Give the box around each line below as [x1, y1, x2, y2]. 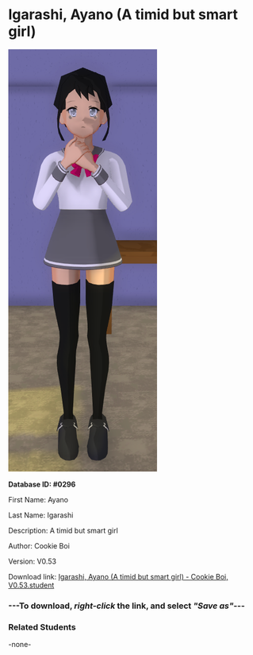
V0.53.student [8, 580, 55, 590]
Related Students [8, 622, 77, 633]
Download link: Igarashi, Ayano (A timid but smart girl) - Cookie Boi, [8, 572, 228, 581]
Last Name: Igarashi [8, 510, 74, 520]
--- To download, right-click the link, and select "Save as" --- [8, 600, 246, 611]
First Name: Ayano [8, 494, 69, 504]
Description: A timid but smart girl [8, 525, 119, 535]
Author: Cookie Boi [8, 541, 70, 550]
